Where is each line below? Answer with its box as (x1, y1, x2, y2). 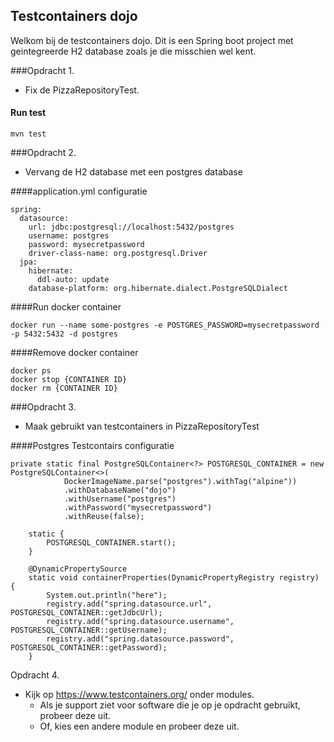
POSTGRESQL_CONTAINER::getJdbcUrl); (10, 608, 163, 618)
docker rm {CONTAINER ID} (10, 384, 118, 394)
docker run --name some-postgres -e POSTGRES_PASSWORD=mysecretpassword (10, 320, 320, 331)
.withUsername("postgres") (63, 494, 177, 504)
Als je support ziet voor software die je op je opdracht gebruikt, (39, 699, 301, 711)
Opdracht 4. (10, 669, 60, 681)
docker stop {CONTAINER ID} (10, 375, 128, 385)
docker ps (10, 366, 52, 376)
